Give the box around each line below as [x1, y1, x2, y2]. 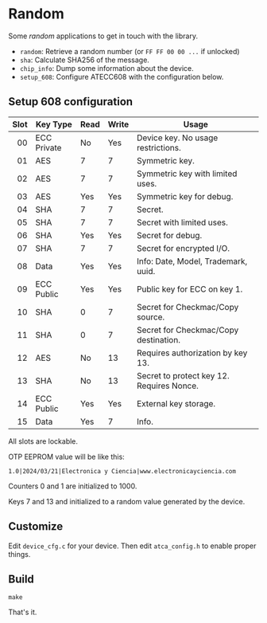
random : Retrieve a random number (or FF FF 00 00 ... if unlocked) [19, 46, 240, 56]
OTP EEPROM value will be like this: [8, 452, 125, 461]
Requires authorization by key [136, 347, 248, 359]
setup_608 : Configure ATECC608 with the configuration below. [19, 72, 224, 81]
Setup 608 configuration [8, 95, 133, 108]
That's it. [8, 607, 37, 617]
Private [35, 142, 62, 153]
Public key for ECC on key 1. [136, 284, 243, 295]
